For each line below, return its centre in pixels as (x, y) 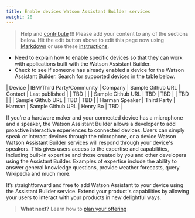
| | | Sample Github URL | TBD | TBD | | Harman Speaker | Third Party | (91, 100)
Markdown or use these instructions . (65, 46)
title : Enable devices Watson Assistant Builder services (78, 11)
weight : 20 (19, 17)
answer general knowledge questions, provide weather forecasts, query (93, 167)
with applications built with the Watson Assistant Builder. (83, 64)
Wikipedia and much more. (39, 173)
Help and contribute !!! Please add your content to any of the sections (104, 33)
